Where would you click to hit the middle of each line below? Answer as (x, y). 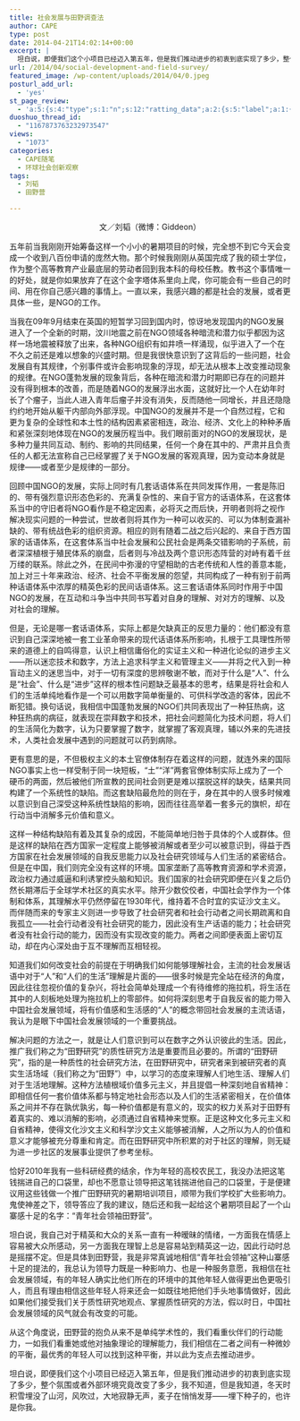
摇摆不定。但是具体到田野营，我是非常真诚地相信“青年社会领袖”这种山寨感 (153, 1257)
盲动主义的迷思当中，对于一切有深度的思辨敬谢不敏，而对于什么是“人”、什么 (150, 673)
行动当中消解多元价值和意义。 (64, 815)
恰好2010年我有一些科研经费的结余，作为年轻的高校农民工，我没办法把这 (143, 1171)
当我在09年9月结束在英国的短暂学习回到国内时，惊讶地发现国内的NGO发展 (146, 321)
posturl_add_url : (42, 84)
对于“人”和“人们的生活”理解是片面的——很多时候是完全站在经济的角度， (157, 976)
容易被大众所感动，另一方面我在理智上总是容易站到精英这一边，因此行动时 (146, 1246)
